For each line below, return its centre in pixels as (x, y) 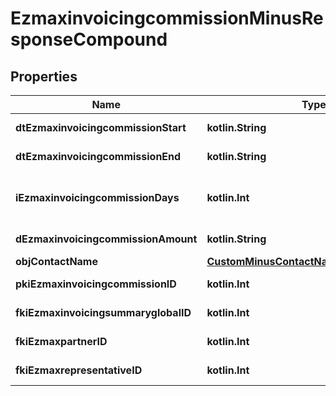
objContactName (56, 261)
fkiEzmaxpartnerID (61, 341)
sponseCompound (89, 39)
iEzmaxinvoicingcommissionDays (97, 197)
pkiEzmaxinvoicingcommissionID (96, 284)
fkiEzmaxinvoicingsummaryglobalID (103, 312)
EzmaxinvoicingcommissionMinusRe (167, 18)
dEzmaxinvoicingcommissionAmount (106, 239)
